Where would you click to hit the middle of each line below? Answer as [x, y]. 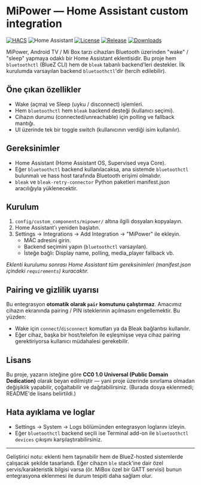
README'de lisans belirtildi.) [41, 394]
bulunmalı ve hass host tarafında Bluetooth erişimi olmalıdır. [88, 175]
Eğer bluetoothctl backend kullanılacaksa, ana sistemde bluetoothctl [101, 169]
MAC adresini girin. [47, 240]
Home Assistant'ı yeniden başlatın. [57, 228]
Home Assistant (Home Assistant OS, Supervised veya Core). [90, 163]
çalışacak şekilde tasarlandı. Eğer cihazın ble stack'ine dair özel [85, 463]
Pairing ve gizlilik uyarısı [52, 290]
